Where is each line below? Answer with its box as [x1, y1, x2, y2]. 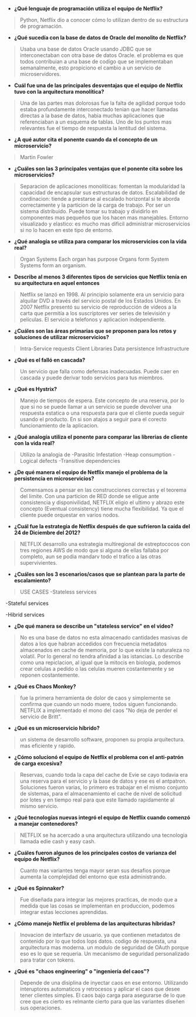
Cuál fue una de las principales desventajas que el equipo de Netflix [13, 82, 183, 89]
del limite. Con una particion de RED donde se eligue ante [19, 493, 160, 499]
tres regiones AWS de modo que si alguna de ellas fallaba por [19, 547, 169, 554]
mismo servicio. [19, 803, 59, 809]
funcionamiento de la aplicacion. [19, 422, 99, 429]
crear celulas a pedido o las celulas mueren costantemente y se [19, 665, 174, 672]
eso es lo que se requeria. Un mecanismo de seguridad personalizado [19, 950, 190, 957]
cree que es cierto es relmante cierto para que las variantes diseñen [19, 998, 185, 1005]
